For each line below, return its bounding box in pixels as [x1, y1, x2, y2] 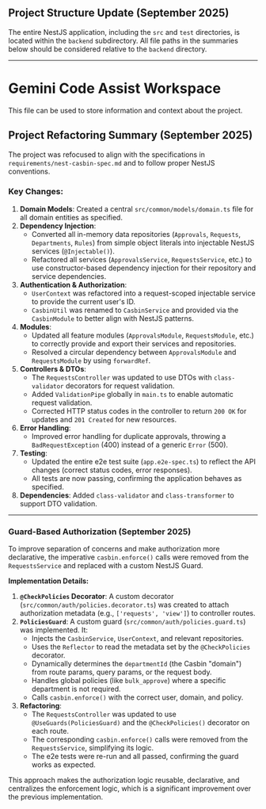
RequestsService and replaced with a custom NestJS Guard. [8, 561, 203, 570]
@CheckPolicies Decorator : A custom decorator [19, 592, 174, 601]
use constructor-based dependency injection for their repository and [31, 263, 256, 273]
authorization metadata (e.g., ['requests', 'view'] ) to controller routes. [19, 609, 256, 618]
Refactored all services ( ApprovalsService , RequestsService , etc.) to [31, 254, 252, 264]
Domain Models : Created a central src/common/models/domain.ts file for [19, 204, 254, 213]
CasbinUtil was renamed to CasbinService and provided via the [31, 305, 239, 315]
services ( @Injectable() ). [31, 246, 115, 256]
